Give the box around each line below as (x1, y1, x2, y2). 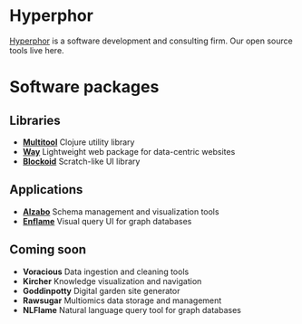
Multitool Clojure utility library (22, 137, 135, 148)
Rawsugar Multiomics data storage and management (22, 295, 222, 306)
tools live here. (9, 44, 65, 55)
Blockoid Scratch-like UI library (22, 156, 141, 167)
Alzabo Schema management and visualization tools (22, 205, 219, 217)
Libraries (9, 112, 61, 128)
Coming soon (9, 242, 87, 258)
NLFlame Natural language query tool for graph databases (22, 304, 242, 315)
